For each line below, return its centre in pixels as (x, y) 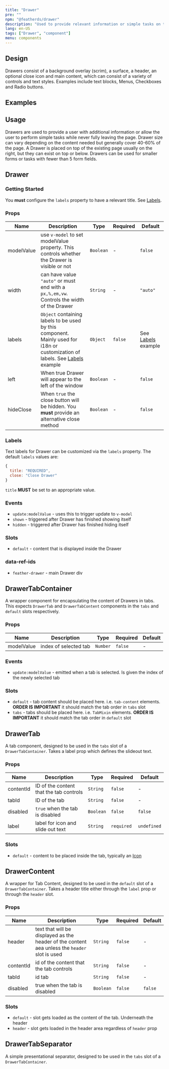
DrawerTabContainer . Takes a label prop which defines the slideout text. (79, 751)
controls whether (61, 253)
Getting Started (24, 189)
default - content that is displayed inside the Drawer (67, 549)
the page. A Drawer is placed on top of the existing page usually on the (79, 148)
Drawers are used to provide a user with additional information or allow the (82, 132)
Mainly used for (59, 339)
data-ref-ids (21, 562)
